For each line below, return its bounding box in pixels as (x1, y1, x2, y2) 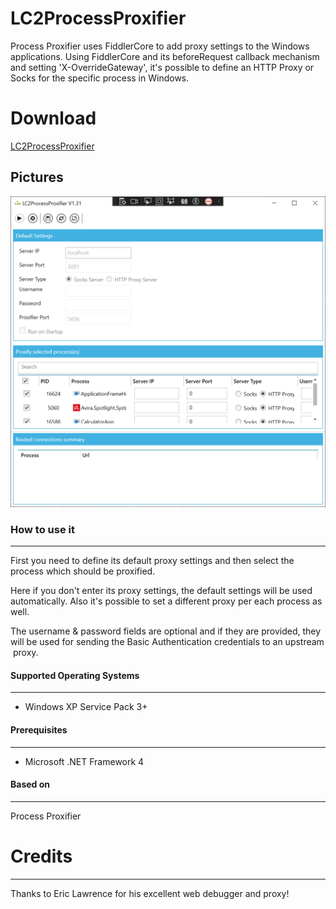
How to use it (10, 522, 75, 536)
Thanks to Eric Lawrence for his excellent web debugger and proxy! (10, 887, 290, 899)
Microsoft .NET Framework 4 (24, 755, 145, 767)
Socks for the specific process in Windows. (10, 72, 190, 84)
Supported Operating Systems (10, 669, 140, 681)
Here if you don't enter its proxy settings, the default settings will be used (10, 585, 313, 597)
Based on (10, 778, 51, 791)
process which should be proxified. (10, 565, 156, 577)
